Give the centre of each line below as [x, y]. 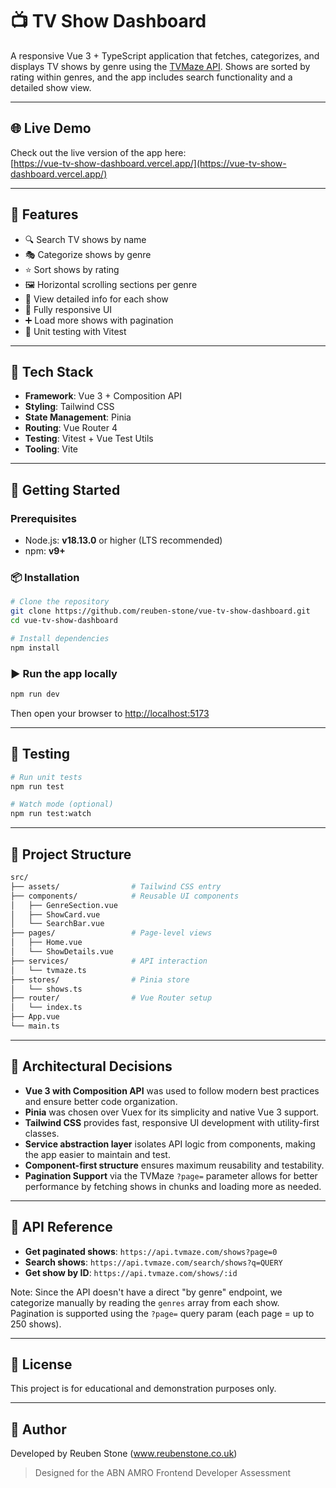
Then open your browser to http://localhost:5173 [110, 713]
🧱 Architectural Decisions [91, 1066]
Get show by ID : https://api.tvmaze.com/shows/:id [131, 1272]
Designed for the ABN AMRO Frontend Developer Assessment [163, 1473]
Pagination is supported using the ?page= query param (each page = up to [162, 1313]
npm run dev [35, 694]
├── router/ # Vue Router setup [111, 998]
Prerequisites [43, 518]
